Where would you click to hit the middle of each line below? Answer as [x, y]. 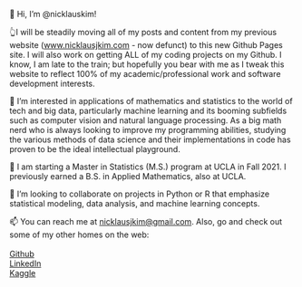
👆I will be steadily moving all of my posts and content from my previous [143, 32]
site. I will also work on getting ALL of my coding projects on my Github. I [146, 55]
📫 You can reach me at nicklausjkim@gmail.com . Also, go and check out [146, 221]
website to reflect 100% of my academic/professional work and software [145, 74]
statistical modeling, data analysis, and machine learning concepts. [135, 203]
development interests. [52, 83]
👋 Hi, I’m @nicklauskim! [53, 14]
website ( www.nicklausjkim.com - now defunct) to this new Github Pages [146, 45]
